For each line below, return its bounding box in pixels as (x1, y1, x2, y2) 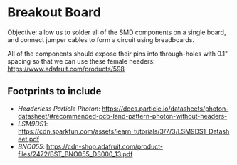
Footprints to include (7, 85, 102, 97)
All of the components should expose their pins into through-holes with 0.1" (7, 49, 228, 58)
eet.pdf (17, 134, 40, 143)
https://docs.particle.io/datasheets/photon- (102, 104, 229, 113)
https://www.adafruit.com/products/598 (7, 64, 125, 73)
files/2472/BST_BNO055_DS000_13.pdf (17, 149, 133, 158)
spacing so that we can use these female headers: (7, 56, 155, 65)
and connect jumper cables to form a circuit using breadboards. (7, 35, 194, 44)
